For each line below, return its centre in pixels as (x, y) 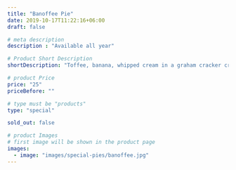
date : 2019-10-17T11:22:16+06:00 (56, 20)
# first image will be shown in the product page (81, 142)
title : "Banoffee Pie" (40, 14)
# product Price (31, 78)
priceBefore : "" (31, 91)
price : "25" (25, 84)
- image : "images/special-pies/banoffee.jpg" (81, 155)
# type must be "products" (47, 104)
